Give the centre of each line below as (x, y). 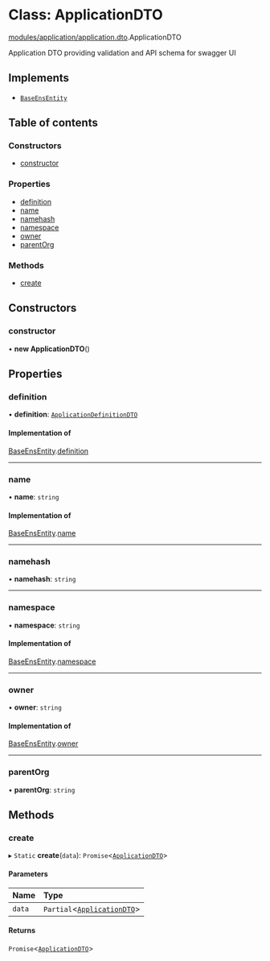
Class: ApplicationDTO (86, 15)
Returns (22, 930)
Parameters (28, 874)
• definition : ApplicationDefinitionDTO (73, 414)
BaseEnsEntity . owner (43, 744)
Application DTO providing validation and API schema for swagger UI (122, 52)
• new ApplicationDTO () (49, 349)
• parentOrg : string (42, 789)
